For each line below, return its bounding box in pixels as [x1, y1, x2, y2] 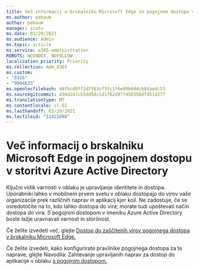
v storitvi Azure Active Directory [6, 164, 169, 178]
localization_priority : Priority [6, 58, 89, 64]
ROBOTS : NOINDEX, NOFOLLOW [6, 53, 73, 59]
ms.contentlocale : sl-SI [6, 102, 68, 109]
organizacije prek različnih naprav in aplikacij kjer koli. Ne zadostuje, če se [6, 196, 188, 204]
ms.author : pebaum [6, 14, 52, 20]
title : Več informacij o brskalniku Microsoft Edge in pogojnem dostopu [6, 8, 190, 15]
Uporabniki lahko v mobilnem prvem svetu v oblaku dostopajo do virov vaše [6, 190, 191, 198]
